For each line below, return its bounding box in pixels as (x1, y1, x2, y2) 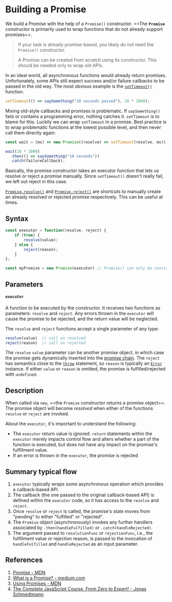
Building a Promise (5, 4, 87, 15)
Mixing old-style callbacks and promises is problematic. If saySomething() (5, 108, 160, 114)
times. (5, 199, 18, 206)
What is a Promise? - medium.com (12, 575, 85, 581)
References (5, 556, 43, 565)
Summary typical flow (5, 467, 77, 476)
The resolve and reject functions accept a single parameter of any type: (5, 325, 159, 332)
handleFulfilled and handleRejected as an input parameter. (12, 541, 139, 547)
